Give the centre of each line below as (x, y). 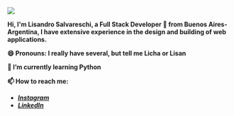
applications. (27, 39)
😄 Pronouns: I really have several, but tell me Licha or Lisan (97, 53)
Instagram (33, 97)
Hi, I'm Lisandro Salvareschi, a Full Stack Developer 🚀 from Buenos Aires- (117, 24)
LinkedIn (30, 105)
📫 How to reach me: (38, 81)
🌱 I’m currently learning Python (54, 67)
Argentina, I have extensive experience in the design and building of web (117, 32)
